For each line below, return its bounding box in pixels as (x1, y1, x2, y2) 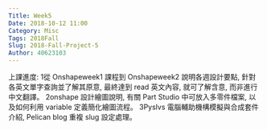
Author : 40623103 (8, 49, 67, 57)
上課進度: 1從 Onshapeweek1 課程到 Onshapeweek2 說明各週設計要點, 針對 (8, 72, 257, 81)
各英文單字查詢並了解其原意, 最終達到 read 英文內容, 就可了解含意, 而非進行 (8, 82, 258, 91)
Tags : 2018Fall (8, 34, 60, 43)
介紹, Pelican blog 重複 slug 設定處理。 (8, 112, 137, 121)
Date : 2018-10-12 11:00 (8, 19, 88, 27)
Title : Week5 (8, 11, 52, 20)
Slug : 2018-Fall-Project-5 (8, 42, 99, 50)
